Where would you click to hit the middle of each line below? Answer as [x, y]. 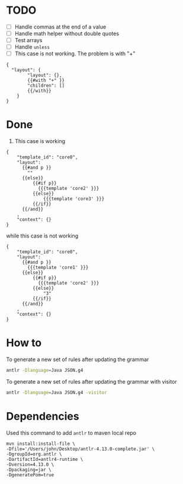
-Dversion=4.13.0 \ [30, 464]
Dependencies [43, 417]
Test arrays [28, 40]
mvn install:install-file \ [41, 444]
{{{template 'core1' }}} [58, 268]
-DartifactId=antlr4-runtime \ [45, 459]
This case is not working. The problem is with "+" [75, 53]
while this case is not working [42, 236]
